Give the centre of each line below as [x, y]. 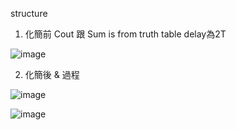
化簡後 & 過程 [52, 74]
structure [29, 13]
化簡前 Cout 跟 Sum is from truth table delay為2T [125, 34]
